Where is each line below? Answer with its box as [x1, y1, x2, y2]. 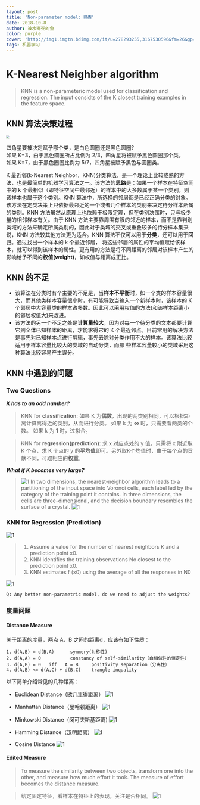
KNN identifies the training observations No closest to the [29, 556, 171, 563]
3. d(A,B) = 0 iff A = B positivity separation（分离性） [6, 661, 170, 667]
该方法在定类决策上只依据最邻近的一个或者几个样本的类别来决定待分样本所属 [6, 201, 194, 209]
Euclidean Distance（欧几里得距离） [14, 691, 104, 698]
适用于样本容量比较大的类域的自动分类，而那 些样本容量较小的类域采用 [14, 341, 189, 349]
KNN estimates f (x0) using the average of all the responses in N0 [29, 568, 192, 576]
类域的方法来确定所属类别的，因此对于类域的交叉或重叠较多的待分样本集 [6, 223, 183, 231]
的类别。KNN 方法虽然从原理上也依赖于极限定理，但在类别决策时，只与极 [6, 209, 186, 216]
